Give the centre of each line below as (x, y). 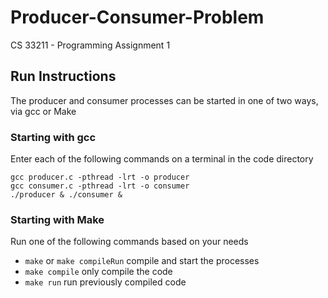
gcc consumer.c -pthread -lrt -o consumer (100, 186)
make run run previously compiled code (105, 282)
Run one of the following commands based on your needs (129, 242)
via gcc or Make (43, 111)
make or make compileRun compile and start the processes (142, 261)
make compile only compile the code (98, 272)
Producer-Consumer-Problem (137, 17)
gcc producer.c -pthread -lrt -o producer (100, 177)
